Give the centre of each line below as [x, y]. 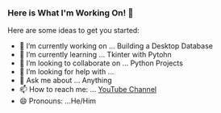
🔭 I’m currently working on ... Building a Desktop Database [116, 46]
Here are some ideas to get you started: [74, 31]
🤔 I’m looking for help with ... [67, 72]
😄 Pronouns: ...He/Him [58, 101]
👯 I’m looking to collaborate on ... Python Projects [101, 63]
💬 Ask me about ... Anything [65, 81]
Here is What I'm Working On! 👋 [71, 13]
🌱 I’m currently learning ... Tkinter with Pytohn [96, 55]
